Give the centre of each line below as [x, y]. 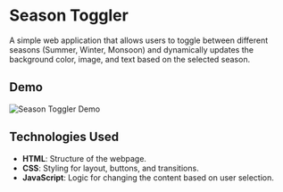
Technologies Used [64, 137]
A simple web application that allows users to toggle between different [139, 40]
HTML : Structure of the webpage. [84, 158]
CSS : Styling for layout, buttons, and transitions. [110, 168]
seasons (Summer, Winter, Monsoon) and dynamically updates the [132, 49]
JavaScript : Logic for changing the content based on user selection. [148, 177]
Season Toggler [69, 16]
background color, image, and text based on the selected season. [130, 59]
